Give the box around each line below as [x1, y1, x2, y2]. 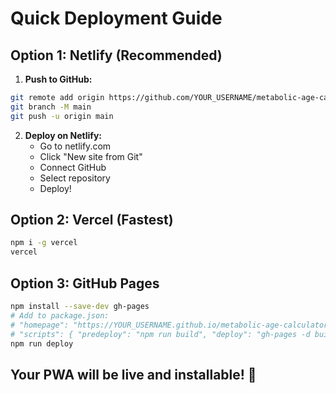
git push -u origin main [10, 111, 114, 121]
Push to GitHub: [24, 73, 93, 85]
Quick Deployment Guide [10, 7, 223, 30]
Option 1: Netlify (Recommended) [10, 47, 223, 64]
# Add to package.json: [10, 310, 110, 321]
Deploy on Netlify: [24, 129, 102, 141]
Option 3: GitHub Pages [10, 275, 160, 292]
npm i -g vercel [10, 238, 78, 248]
